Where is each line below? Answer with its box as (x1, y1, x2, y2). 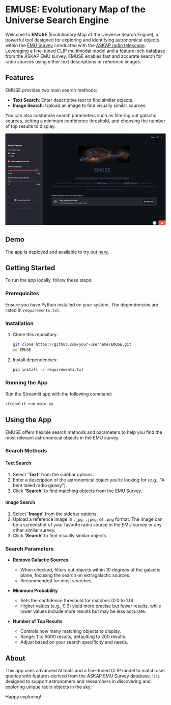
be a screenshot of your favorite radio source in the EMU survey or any (12, 521, 162, 527)
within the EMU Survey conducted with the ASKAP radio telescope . (5, 42, 146, 48)
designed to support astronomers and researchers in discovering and (5, 678, 151, 684)
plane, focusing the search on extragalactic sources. (20, 572, 131, 579)
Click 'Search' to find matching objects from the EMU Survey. (12, 488, 142, 494)
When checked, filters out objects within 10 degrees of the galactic (20, 567, 161, 573)
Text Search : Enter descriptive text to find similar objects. (12, 97, 134, 103)
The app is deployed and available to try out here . (5, 249, 109, 255)
